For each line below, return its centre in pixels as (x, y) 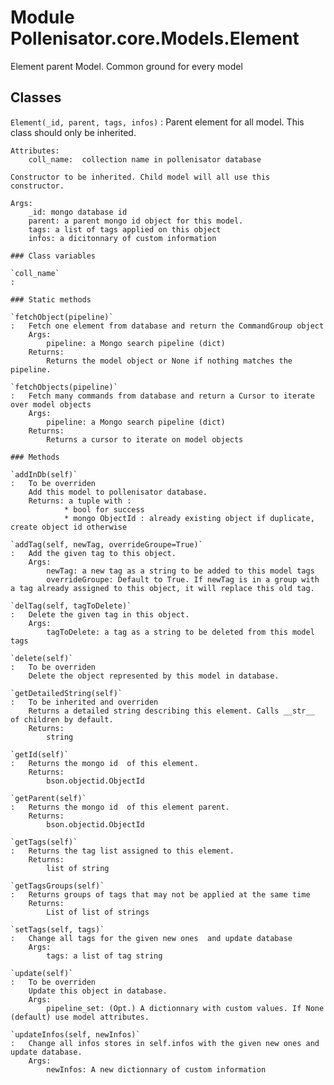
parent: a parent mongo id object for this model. (136, 221)
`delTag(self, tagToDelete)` (71, 606)
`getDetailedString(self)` (66, 693)
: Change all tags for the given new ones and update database (151, 938)
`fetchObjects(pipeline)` (64, 387)
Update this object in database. (98, 991)
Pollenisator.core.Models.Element (155, 38)
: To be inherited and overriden (84, 702)
